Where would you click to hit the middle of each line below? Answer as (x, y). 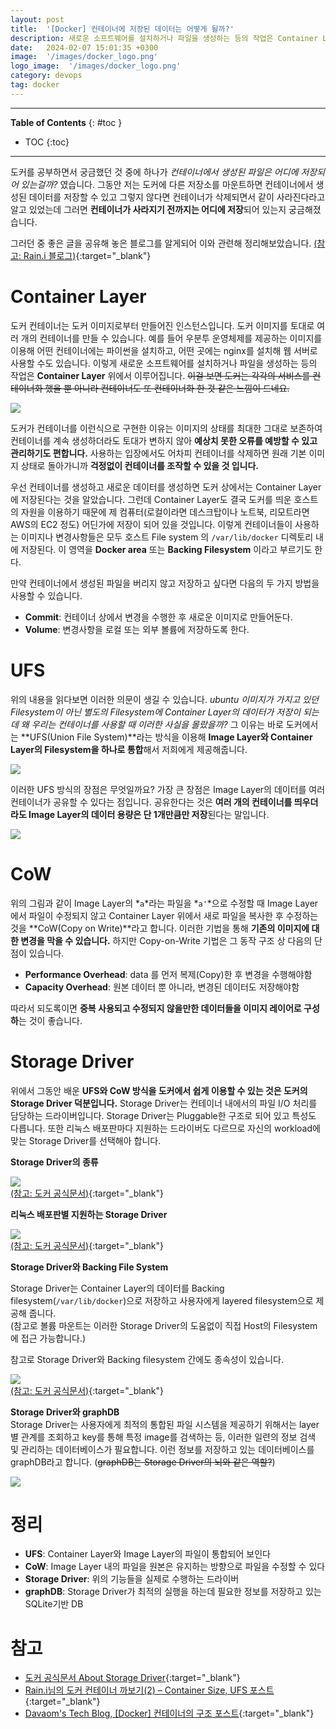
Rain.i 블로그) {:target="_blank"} (87, 255)
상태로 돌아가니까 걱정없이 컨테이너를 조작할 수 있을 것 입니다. (140, 465)
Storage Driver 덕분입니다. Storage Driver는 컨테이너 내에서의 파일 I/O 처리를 (164, 1103)
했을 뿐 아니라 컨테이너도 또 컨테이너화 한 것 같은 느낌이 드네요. (167, 388)
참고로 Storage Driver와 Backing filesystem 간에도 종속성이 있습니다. (147, 1359)
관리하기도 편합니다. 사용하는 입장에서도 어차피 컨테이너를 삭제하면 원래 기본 (158, 453)
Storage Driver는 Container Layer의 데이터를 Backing (117, 1288)
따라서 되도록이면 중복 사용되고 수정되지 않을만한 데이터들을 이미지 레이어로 (156, 1008)
